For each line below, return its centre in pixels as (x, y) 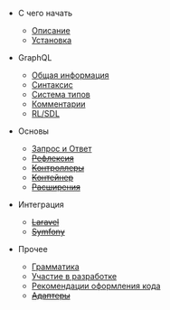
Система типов (61, 94)
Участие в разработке (74, 276)
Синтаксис (52, 85)
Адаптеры (51, 296)
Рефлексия (52, 158)
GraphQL (35, 57)
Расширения (56, 187)
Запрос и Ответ (61, 149)
